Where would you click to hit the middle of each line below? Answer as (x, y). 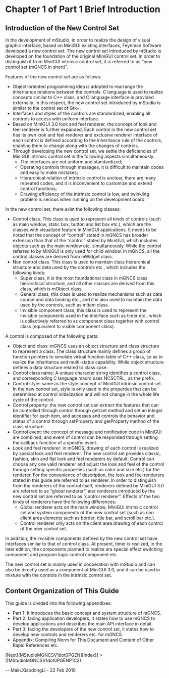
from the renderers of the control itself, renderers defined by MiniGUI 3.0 (88, 486)
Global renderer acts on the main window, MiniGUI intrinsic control (89, 507)
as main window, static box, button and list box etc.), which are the (82, 224)
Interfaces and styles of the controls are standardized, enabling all (81, 113)
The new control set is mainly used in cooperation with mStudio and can (80, 564)
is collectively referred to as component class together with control (90, 321)
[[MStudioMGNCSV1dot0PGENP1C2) (43, 660)
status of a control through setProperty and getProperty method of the (86, 421)
